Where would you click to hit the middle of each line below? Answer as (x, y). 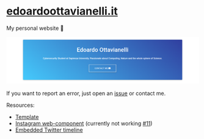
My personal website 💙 (35, 28)
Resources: (20, 105)
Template (27, 117)
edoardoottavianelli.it (62, 11)
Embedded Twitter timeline (49, 130)
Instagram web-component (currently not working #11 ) (84, 124)
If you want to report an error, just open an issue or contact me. (86, 93)
